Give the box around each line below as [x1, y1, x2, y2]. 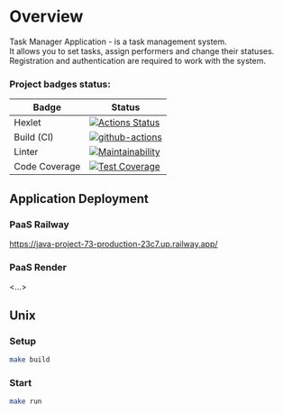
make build [9, 354, 50, 364]
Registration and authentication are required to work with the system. [9, 55, 267, 66]
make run [9, 397, 42, 407]
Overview [9, 6, 84, 27]
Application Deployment [9, 191, 149, 206]
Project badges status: [9, 78, 111, 90]
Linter [14, 146, 39, 159]
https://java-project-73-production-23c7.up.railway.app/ [9, 238, 218, 249]
